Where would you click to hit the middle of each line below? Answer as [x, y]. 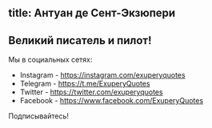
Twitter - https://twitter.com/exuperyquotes [91, 92]
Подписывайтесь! [39, 116]
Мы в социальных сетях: [50, 60]
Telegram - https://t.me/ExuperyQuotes [85, 84]
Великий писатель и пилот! [80, 40]
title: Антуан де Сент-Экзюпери [92, 13]
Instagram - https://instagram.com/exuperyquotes [102, 75]
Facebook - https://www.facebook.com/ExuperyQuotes [112, 101]
